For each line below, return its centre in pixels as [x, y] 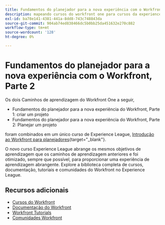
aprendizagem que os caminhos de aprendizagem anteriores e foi [72, 154]
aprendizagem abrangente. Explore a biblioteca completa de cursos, [74, 164]
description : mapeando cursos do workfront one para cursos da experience [83, 14]
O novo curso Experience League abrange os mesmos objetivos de [73, 149]
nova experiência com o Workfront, [79, 76]
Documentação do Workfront [42, 207]
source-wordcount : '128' [30, 32]
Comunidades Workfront [37, 218]
